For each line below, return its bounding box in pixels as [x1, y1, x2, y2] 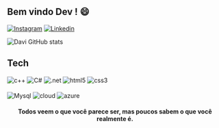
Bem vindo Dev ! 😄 [7, 6, 90, 18]
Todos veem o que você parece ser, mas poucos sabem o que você [18, 107, 212, 116]
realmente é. [96, 114, 133, 123]
